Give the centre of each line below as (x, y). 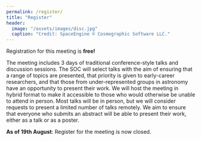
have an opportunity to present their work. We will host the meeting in (92, 88)
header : (16, 23)
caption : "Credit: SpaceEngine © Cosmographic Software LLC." (91, 34)
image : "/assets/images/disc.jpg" (55, 28)
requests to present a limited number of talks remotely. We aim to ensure (96, 107)
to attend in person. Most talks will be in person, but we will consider (91, 101)
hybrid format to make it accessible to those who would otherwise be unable (101, 95)
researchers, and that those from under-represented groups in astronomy (97, 82)
